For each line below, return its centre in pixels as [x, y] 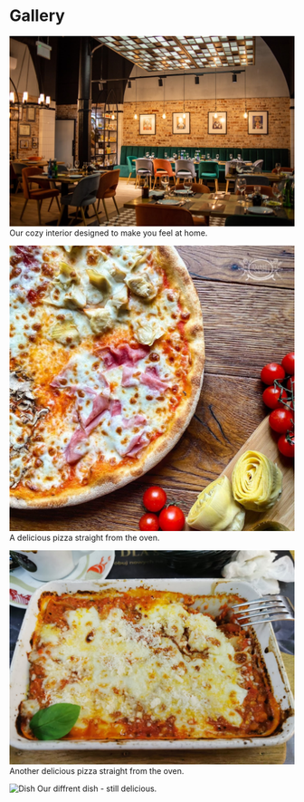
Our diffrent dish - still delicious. [97, 788]
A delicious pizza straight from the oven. [85, 537]
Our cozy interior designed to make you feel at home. [109, 233]
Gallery [37, 16]
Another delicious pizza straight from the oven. [97, 770]
